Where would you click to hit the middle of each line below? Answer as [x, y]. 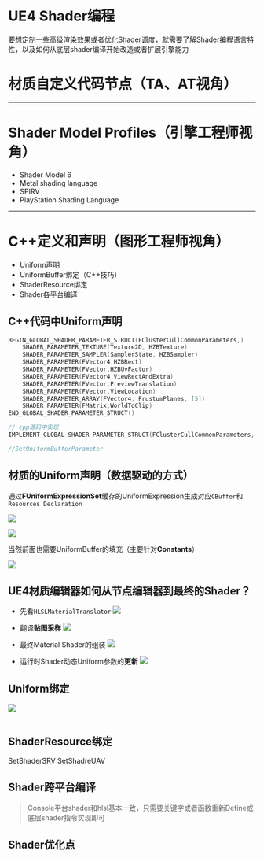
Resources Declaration [45, 504]
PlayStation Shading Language [69, 200]
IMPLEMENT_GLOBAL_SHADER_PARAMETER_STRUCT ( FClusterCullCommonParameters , [132, 435]
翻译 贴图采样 [40, 628]
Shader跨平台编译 [52, 788]
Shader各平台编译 [48, 294]
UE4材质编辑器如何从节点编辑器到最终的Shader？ [130, 591]
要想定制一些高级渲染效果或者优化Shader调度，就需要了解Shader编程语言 [128, 39]
